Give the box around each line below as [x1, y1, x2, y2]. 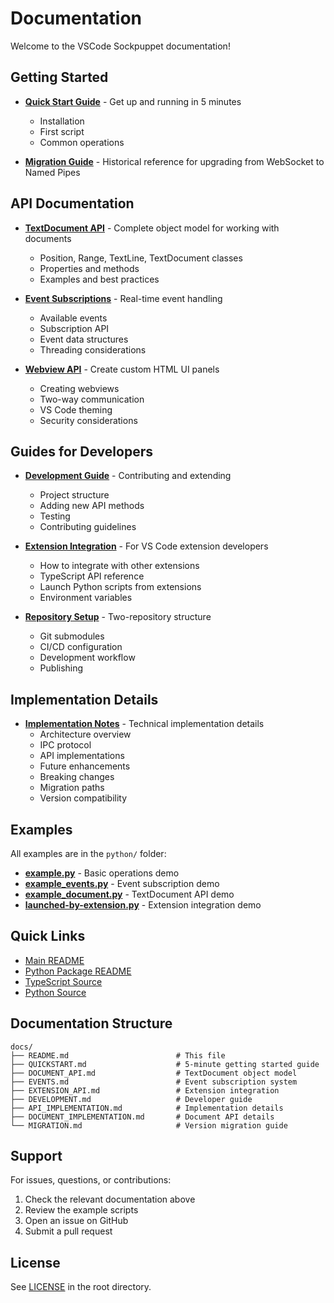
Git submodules [39, 630, 105, 642]
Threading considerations [39, 343, 147, 356]
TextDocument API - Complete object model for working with [24, 222, 280, 234]
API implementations [39, 750, 125, 762]
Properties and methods [39, 262, 140, 274]
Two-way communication [39, 393, 145, 405]
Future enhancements [39, 760, 131, 772]
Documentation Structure [10, 1015, 173, 1032]
